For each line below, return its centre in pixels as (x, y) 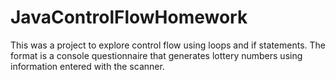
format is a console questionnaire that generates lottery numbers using (156, 55)
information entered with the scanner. (87, 66)
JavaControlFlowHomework (129, 17)
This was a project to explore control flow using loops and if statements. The (168, 45)
